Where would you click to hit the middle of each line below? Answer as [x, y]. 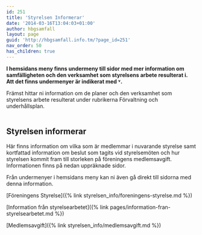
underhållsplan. [26, 106]
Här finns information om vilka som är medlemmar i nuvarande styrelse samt [101, 146]
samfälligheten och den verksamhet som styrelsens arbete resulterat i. [97, 75]
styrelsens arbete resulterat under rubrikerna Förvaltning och [82, 99]
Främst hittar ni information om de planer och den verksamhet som [89, 93]
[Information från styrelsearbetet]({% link [58, 207]
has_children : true [31, 51]
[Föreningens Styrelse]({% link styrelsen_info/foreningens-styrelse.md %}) [99, 195]
